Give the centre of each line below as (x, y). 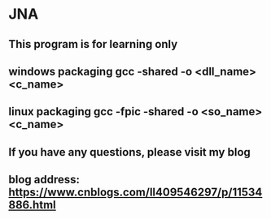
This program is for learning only (93, 44)
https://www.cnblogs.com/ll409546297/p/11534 (135, 193)
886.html (32, 205)
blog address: (44, 180)
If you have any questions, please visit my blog (129, 152)
